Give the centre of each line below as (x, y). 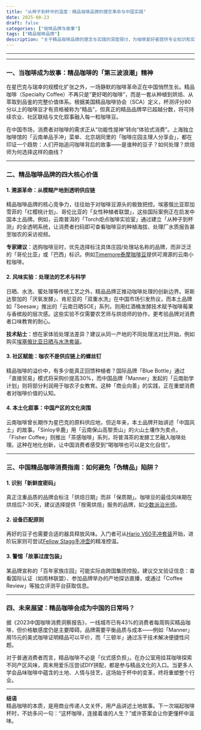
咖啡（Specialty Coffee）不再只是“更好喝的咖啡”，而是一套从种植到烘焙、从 (100, 95)
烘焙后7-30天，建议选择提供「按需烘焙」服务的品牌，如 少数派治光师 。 (93, 505)
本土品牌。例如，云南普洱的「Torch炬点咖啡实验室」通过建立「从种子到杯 (102, 220)
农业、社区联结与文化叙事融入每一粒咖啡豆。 (66, 117)
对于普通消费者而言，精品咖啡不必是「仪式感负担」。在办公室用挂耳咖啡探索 (99, 657)
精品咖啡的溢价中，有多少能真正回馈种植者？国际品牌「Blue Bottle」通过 (96, 370)
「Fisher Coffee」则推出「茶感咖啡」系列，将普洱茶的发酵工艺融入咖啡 (94, 437)
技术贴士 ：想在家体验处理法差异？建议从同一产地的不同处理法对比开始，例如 (100, 334)
